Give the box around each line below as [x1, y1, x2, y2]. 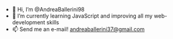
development [12, 19, 46, 26]
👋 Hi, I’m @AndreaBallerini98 [12, 6, 85, 13]
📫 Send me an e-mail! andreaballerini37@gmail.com [12, 26, 145, 33]
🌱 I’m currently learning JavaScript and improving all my [12, 12, 153, 19]
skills [46, 19, 60, 26]
